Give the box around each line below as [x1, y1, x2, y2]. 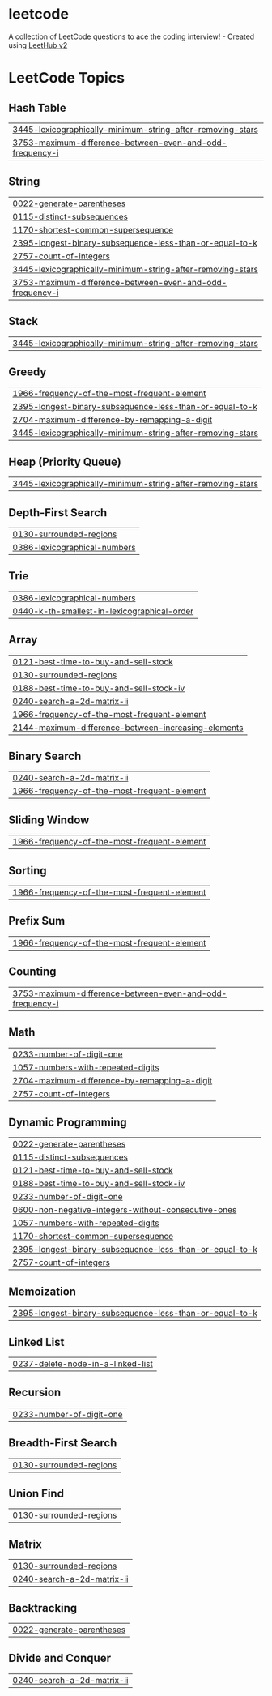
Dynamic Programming [8, 1115, 127, 1129]
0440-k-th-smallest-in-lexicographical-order [12, 605, 194, 617]
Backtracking [8, 1601, 78, 1615]
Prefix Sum [8, 914, 66, 928]
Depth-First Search [8, 506, 108, 519]
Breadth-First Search [8, 1436, 117, 1450]
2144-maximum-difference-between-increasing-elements [12, 722, 244, 733]
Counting [8, 965, 57, 979]
